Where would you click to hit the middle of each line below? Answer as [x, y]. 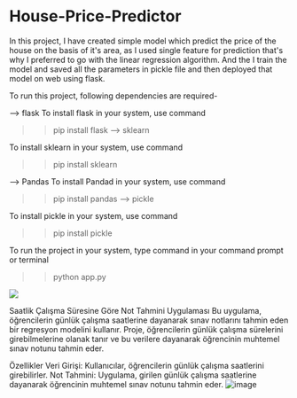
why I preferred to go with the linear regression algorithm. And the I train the [148, 59]
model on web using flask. [57, 78]
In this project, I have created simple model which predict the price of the [143, 41]
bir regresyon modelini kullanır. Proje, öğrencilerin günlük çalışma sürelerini [146, 329]
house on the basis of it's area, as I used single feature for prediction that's [146, 50]
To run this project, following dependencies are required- [113, 96]
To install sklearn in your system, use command [96, 147]
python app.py [79, 277]
